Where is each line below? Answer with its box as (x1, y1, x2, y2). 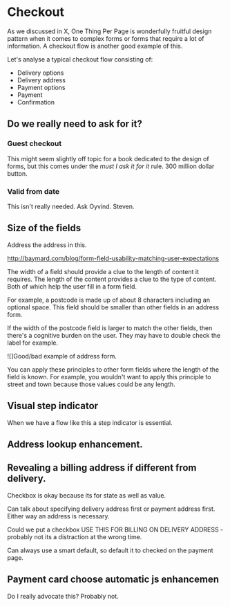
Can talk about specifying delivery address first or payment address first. (7, 505, 215, 513)
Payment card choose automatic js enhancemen (7, 574, 220, 586)
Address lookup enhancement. (7, 438, 143, 450)
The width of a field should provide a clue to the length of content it (7, 267, 199, 275)
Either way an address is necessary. (7, 511, 110, 520)
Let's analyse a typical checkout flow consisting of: (7, 55, 153, 63)
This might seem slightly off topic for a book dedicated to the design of (7, 154, 209, 163)
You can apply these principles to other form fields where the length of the (7, 365, 220, 374)
